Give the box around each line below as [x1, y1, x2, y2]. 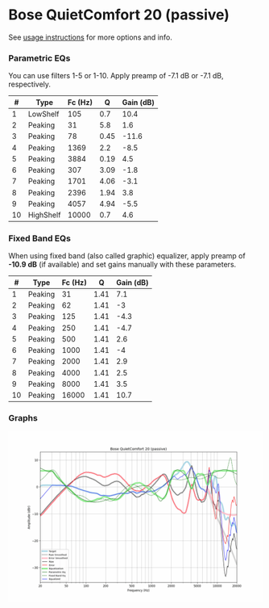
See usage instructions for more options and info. [8, 32, 173, 42]
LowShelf [27, 109, 60, 119]
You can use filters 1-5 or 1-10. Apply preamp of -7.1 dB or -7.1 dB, [8, 71, 224, 81]
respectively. [8, 79, 51, 90]
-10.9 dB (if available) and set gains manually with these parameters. [8, 260, 237, 270]
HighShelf [27, 210, 61, 220]
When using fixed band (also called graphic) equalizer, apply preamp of [8, 251, 246, 261]
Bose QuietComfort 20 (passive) [8, 6, 230, 24]
